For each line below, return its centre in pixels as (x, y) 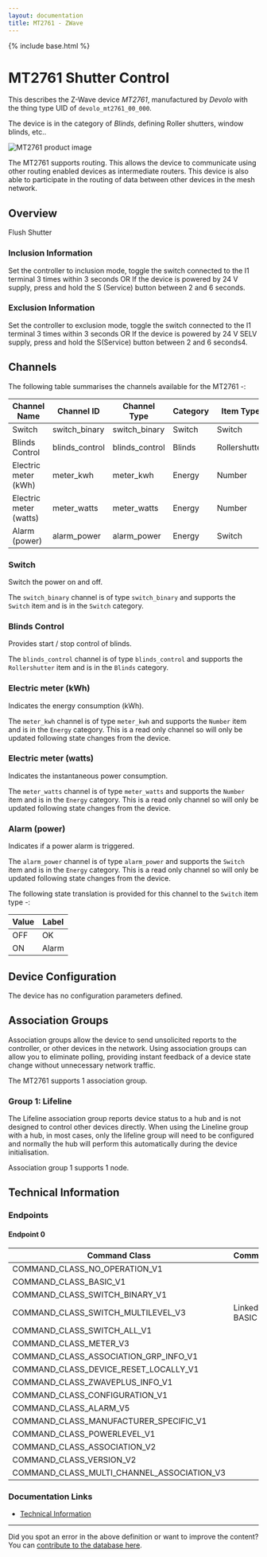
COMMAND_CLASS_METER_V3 (71, 1343)
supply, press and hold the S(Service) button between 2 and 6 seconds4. (128, 342)
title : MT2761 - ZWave (46, 23)
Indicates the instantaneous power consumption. (88, 776)
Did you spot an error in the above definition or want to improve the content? (133, 1536)
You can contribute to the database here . (75, 1545)
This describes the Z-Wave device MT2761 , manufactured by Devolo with (128, 99)
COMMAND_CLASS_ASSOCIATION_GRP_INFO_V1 (105, 1356)
